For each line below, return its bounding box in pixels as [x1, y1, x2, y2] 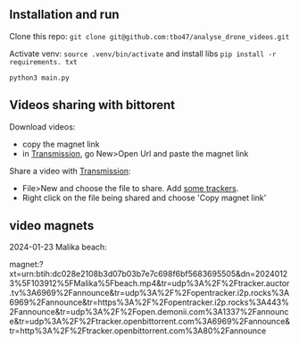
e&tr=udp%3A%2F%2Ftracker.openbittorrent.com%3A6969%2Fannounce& [9, 316, 291, 327]
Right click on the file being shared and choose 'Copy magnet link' [21, 192, 267, 203]
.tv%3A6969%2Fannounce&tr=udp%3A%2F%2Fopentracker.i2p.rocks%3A [9, 288, 290, 299]
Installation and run [9, 7, 120, 22]
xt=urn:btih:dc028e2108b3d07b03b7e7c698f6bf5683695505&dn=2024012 [9, 268, 288, 280]
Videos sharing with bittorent [9, 97, 176, 113]
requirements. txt [9, 57, 78, 66]
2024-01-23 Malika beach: [9, 241, 107, 253]
